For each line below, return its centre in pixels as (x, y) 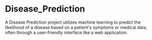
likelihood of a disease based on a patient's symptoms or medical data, (76, 27)
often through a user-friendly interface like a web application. (66, 32)
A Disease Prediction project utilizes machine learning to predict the (73, 22)
